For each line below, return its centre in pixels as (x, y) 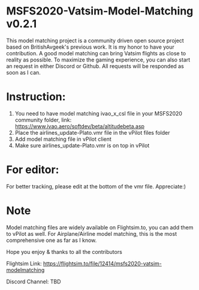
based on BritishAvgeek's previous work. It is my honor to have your (91, 47)
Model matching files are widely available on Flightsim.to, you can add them (100, 227)
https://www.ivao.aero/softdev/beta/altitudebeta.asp (80, 126)
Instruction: (36, 97)
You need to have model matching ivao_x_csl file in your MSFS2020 (99, 113)
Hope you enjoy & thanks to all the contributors (64, 251)
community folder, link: (43, 120)
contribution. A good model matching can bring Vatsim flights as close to (96, 53)
